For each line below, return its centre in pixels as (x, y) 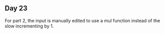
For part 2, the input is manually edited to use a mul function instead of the (82, 20)
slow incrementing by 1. (29, 26)
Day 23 (16, 8)
